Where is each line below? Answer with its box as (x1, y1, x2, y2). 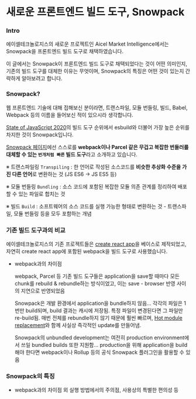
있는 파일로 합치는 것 (18, 190, 66, 197)
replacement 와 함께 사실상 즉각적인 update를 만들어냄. (14, 322, 142, 329)
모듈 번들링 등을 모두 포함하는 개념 (13, 210, 92, 217)
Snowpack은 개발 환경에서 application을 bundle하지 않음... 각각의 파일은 (14, 300, 183, 307)
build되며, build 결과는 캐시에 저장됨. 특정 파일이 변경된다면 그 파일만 (25, 307, 183, 314)
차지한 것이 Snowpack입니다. (6, 131, 74, 138)
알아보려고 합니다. (21, 75, 63, 82)
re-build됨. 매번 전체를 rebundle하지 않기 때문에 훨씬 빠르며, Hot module (14, 314, 183, 322)
